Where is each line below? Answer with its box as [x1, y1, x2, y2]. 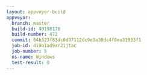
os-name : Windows [11, 54, 55, 60]
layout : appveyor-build [6, 8, 66, 15]
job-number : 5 [11, 48, 47, 54]
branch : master [11, 20, 50, 26]
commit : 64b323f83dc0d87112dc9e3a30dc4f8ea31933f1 [11, 37, 142, 43]
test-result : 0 [11, 59, 50, 65]
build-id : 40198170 [11, 25, 61, 32]
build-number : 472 [11, 31, 58, 37]
